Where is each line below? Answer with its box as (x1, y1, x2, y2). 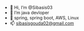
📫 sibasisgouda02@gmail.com (9, 20, 75, 26)
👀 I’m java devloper (9, 10, 50, 15)
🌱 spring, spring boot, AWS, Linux (9, 15, 80, 20)
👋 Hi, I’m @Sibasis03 (9, 5, 53, 10)
